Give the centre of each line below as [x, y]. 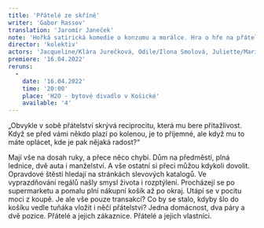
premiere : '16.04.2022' [47, 60]
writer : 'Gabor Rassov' [47, 23]
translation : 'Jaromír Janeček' [61, 30]
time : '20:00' [45, 88]
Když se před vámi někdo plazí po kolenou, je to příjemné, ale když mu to [126, 134]
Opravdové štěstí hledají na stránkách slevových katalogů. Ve [107, 175]
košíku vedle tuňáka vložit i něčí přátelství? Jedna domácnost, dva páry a [126, 208]
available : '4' [47, 103]
